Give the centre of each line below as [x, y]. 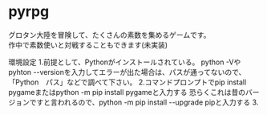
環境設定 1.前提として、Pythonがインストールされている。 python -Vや [125, 62]
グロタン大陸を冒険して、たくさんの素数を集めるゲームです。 [109, 35]
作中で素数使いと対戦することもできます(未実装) [88, 45]
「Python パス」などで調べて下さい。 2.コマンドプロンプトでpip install [127, 82]
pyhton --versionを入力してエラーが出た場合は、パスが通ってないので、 [127, 72]
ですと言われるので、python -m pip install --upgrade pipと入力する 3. [144, 102]
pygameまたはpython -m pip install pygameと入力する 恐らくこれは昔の [127, 92]
